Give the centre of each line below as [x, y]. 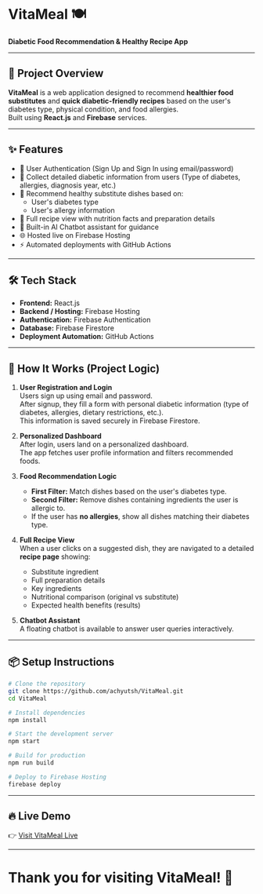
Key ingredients [56, 589]
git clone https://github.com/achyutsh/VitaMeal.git [96, 691]
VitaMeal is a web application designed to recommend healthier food [121, 92]
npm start [24, 742]
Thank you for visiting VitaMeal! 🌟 [121, 877]
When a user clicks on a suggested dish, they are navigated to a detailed [137, 549]
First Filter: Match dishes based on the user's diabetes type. [129, 491]
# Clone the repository [47, 684]
